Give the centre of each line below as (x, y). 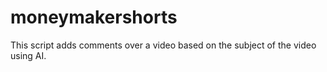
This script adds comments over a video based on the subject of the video (163, 45)
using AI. (28, 55)
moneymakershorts (94, 17)
